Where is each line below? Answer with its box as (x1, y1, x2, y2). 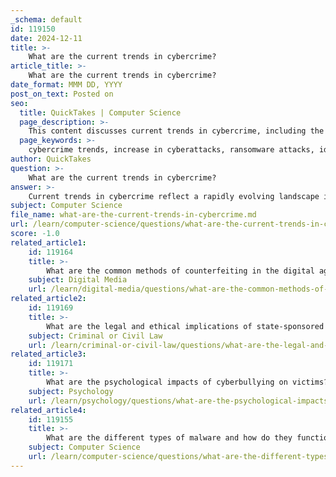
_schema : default (10, 14, 83, 25)
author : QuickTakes (10, 154, 92, 164)
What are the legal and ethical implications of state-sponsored (46, 321, 325, 331)
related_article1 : (10, 237, 87, 248)
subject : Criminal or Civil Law (28, 331, 163, 341)
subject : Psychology (28, 386, 114, 396)
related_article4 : (10, 405, 87, 415)
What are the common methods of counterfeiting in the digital (46, 266, 315, 276)
